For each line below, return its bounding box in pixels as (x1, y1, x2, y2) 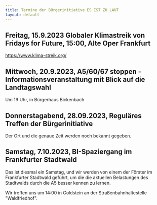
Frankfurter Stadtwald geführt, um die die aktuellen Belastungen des (5, 174, 148, 181)
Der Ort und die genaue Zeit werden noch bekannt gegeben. (5, 133, 132, 139)
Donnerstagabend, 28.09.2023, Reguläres (5, 111, 142, 120)
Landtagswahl (5, 83, 52, 92)
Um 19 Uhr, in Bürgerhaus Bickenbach (5, 97, 85, 103)
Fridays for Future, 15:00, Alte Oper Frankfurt (5, 39, 151, 47)
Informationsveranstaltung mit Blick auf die (5, 75, 145, 84)
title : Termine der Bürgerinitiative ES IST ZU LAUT (5, 7, 119, 13)
